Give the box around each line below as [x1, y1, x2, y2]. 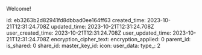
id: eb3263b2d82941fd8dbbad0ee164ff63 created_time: [6, 17, 146, 23]
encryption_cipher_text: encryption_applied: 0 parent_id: [51, 36, 191, 42]
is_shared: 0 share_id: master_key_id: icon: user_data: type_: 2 [6, 42, 161, 49]
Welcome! [6, 5, 31, 12]
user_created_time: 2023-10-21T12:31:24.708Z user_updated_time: [6, 29, 172, 36]
